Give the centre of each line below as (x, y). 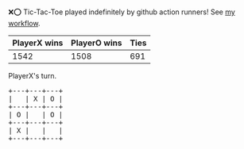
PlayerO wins (97, 43)
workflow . (24, 23)
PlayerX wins (38, 43)
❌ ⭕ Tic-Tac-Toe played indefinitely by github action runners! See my (122, 12)
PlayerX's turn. (33, 76)
